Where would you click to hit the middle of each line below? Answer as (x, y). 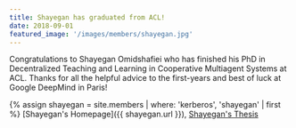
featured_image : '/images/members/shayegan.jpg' (101, 34)
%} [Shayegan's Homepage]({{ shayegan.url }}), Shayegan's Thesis (134, 114)
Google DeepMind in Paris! (58, 88)
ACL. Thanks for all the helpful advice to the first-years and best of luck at (145, 78)
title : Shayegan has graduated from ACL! (87, 17)
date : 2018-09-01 (41, 26)
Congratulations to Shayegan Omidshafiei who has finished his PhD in (137, 60)
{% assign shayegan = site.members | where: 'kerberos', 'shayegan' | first (145, 105)
